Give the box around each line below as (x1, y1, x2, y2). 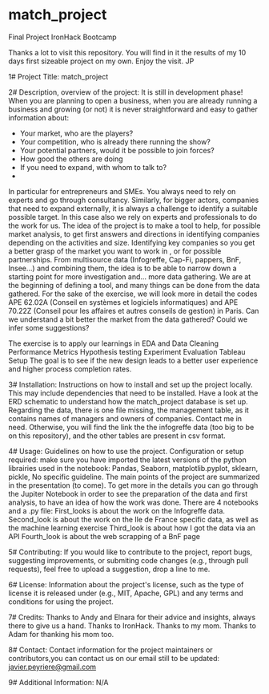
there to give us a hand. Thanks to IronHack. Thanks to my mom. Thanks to (8, 620, 256, 631)
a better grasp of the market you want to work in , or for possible (8, 246, 222, 256)
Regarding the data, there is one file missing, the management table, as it (8, 405, 250, 415)
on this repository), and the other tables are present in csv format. (8, 431, 226, 440)
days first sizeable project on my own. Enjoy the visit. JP (8, 56, 195, 66)
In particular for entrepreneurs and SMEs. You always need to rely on (8, 186, 236, 196)
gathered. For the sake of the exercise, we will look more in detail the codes (8, 289, 258, 298)
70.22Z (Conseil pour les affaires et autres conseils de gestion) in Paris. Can (8, 306, 259, 315)
